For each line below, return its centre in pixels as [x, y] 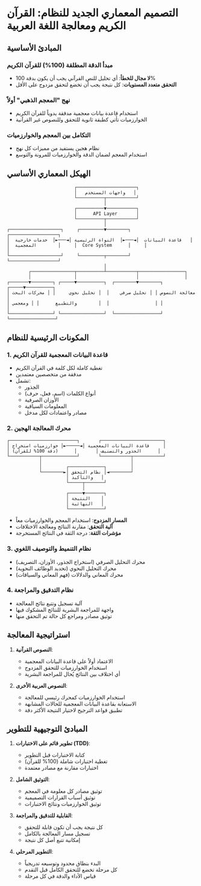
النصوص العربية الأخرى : [42, 686]
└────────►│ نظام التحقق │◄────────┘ [86, 472]
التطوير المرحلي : [34, 852]
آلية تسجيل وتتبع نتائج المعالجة [49, 603]
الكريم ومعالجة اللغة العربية [66, 26]
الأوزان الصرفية [42, 400]
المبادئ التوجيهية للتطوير [47, 729]
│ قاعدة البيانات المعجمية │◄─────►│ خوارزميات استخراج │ [86, 446]
